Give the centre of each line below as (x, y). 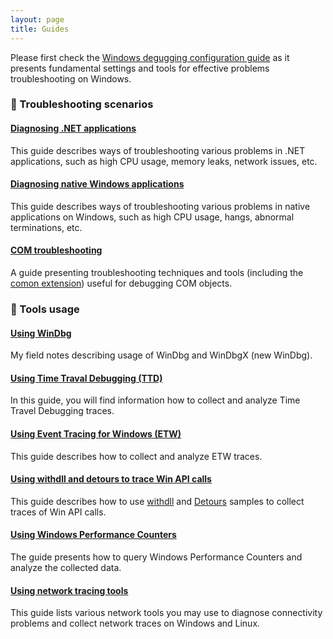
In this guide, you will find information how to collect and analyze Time (155, 400)
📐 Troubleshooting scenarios (82, 104)
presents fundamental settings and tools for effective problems (140, 68)
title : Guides (40, 29)
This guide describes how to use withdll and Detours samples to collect (157, 501)
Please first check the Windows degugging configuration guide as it (150, 57)
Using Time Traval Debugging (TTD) (86, 378)
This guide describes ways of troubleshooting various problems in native (160, 206)
